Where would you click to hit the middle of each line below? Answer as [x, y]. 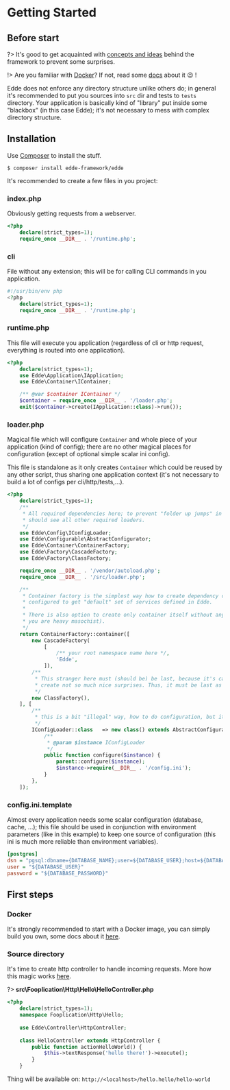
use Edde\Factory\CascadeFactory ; [68, 552]
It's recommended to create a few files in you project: [82, 180]
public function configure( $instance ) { [102, 755]
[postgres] [23, 854]
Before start [33, 38]
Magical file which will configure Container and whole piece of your [102, 440]
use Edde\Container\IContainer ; [65, 382]
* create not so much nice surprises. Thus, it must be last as [128, 685]
